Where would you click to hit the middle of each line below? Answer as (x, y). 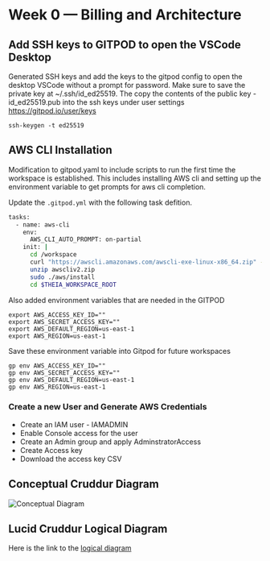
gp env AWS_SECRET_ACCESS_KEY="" (64, 372)
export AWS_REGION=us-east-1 (57, 336)
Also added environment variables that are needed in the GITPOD (117, 300)
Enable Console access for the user (79, 433)
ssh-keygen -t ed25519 (46, 126)
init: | (35, 247)
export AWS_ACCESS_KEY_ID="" (57, 315)
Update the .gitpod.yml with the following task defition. (100, 202)
